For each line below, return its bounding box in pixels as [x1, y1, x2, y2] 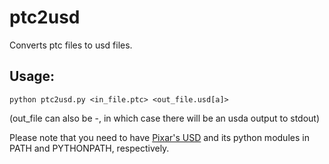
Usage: [9, 68, 56, 85]
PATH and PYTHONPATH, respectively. [9, 142, 170, 154]
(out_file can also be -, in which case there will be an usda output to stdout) [9, 112, 321, 124]
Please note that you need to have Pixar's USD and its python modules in [9, 131, 310, 143]
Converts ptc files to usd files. [9, 39, 133, 51]
